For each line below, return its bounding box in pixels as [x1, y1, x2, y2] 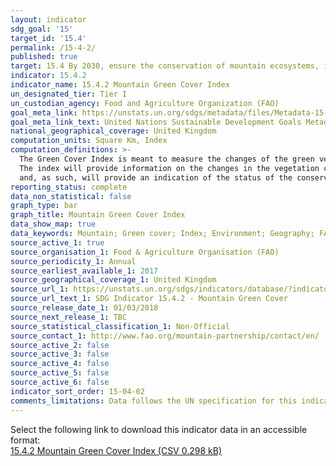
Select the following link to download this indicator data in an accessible [10, 423, 308, 435]
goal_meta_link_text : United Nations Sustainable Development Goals [10, 117, 302, 127]
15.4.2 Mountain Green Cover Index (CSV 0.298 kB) [10, 444, 222, 456]
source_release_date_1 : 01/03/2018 [10, 303, 159, 313]
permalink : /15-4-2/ [10, 42, 97, 53]
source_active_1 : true [10, 237, 105, 248]
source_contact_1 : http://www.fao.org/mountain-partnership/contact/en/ [10, 331, 320, 341]
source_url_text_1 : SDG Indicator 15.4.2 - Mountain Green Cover [10, 294, 288, 304]
